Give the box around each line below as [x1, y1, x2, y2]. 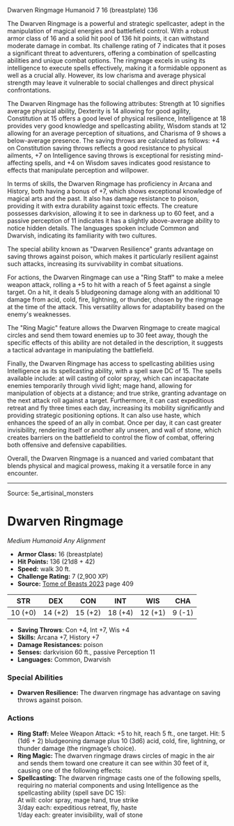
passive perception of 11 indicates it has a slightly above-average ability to [7, 217, 221, 225]
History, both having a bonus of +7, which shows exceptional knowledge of [7, 187, 223, 195]
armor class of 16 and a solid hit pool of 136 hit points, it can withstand [7, 34, 210, 42]
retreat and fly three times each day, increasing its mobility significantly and [7, 404, 225, 412]
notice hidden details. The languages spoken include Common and [7, 224, 199, 232]
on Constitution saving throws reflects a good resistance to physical [7, 144, 203, 152]
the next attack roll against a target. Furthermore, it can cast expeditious [7, 396, 214, 405]
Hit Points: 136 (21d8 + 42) [17, 557, 95, 566]
